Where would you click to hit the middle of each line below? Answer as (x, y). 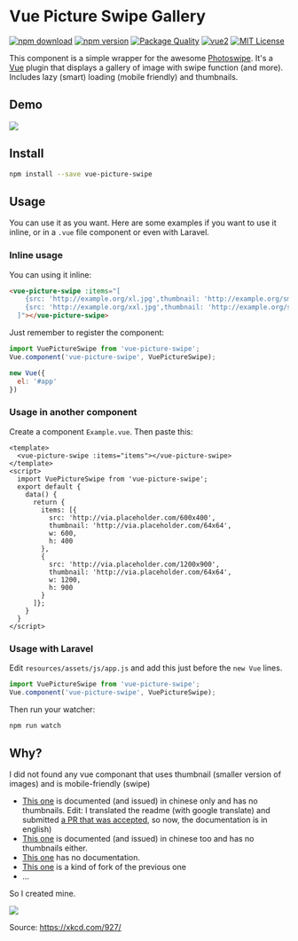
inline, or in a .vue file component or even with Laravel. (110, 232)
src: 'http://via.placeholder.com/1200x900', (134, 564)
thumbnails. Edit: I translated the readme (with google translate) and (146, 811)
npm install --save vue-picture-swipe (81, 174)
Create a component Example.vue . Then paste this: (101, 431)
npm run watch (35, 725)
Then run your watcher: (52, 709)
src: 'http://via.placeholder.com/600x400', (132, 518)
